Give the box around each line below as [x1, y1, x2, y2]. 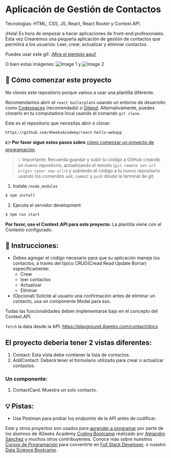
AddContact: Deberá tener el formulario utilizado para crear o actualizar [12, 357, 164, 364]
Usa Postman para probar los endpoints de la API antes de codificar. [12, 415, 157, 422]
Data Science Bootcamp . [5, 447, 58, 453]
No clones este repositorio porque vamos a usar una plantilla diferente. [5, 89, 155, 95]
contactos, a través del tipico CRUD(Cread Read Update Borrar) [12, 260, 147, 267]
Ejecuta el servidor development [12, 202, 81, 208]
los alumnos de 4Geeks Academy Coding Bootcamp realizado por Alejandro [5, 430, 165, 437]
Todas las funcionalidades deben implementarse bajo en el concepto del [5, 308, 158, 315]
